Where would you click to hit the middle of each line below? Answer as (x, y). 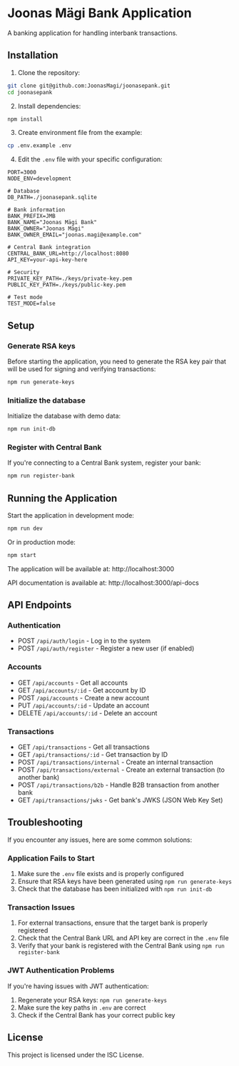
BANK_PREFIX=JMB (31, 216)
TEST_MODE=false (31, 304)
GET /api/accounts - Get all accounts (73, 683)
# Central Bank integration (49, 248)
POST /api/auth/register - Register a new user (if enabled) (106, 648)
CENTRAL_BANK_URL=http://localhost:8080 (68, 254)
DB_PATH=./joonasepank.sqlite (52, 198)
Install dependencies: (49, 106)
